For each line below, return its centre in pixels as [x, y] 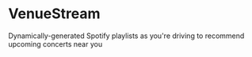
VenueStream [54, 14]
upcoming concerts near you [55, 44]
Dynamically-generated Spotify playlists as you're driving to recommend [126, 36]
